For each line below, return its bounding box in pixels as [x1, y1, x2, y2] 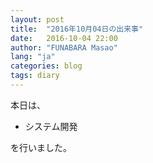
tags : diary [10, 71, 60, 81]
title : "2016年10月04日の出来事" [10, 24, 144, 34]
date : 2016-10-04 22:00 [10, 33, 118, 43]
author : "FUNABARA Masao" [10, 42, 118, 53]
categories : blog [10, 61, 83, 71]
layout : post [10, 14, 65, 25]
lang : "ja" [10, 52, 56, 62]
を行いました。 [10, 141, 72, 153]
